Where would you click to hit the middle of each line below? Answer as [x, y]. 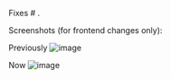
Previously [28, 48]
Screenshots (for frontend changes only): [85, 30]
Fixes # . [24, 13]
